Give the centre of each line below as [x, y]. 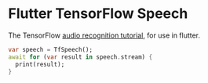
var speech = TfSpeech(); [50, 49]
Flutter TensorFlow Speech [98, 14]
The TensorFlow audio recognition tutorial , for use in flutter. [104, 35]
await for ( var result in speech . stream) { [80, 57]
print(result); [40, 64]
